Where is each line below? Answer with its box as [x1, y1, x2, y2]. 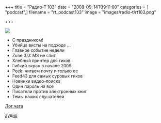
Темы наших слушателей [12, 94, 64, 99]
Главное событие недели [12, 47, 64, 53]
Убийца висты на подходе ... [12, 42, 71, 48]
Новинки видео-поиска [12, 78, 61, 84]
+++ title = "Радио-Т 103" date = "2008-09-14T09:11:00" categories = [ [5, 4, 149, 10]
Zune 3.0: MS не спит [12, 53, 56, 58]
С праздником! [12, 37, 44, 43]
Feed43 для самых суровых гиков [12, 73, 83, 79]
